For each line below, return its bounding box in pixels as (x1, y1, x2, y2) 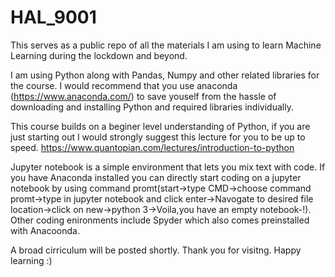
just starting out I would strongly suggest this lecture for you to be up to (10, 131, 306, 143)
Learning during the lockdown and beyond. (10, 49, 188, 61)
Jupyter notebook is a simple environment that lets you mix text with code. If (10, 161, 326, 173)
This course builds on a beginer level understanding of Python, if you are (10, 120, 311, 132)
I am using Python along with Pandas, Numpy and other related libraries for (10, 69, 320, 81)
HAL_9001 (10, 6, 97, 29)
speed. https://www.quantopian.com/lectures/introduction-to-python (10, 141, 295, 153)
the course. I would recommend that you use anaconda (10, 79, 238, 91)
